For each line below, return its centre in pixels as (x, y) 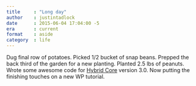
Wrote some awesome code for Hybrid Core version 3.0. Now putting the (98, 70)
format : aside (30, 35)
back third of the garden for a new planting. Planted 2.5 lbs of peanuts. (95, 64)
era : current (33, 29)
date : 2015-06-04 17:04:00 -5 (53, 23)
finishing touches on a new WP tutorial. (56, 77)
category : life (28, 40)
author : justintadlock (41, 18)
